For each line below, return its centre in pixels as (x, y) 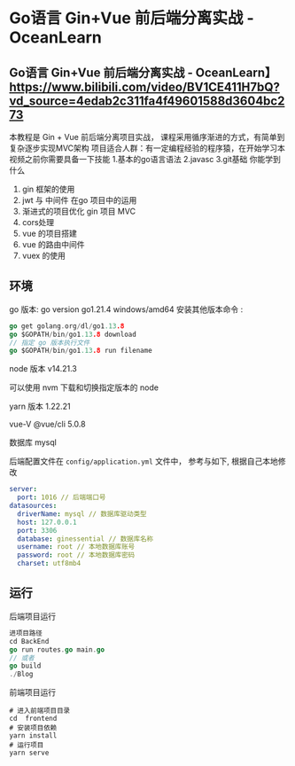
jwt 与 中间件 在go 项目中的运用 (79, 200)
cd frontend (33, 719)
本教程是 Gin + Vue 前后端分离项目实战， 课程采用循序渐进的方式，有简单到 (147, 137)
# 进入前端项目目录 (40, 711)
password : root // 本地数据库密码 (76, 555)
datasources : (33, 506)
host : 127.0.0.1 (47, 522)
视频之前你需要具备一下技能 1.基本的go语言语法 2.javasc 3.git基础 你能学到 (145, 159)
